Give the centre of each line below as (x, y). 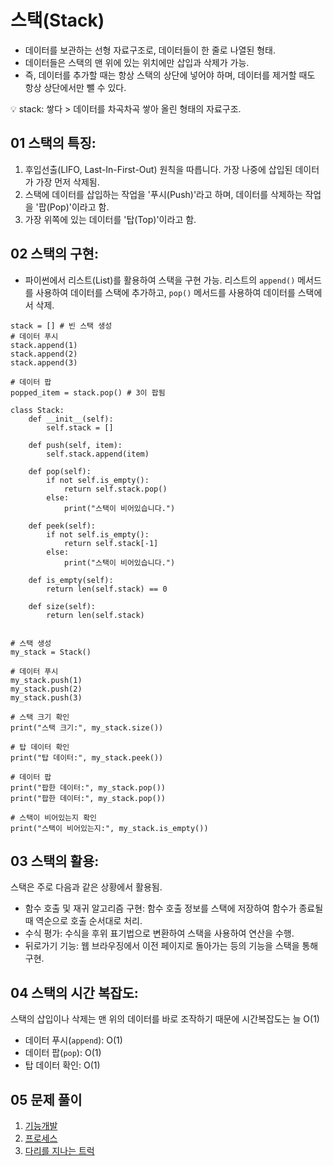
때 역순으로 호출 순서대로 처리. (83, 921)
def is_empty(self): (71, 580)
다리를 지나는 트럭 (59, 1150)
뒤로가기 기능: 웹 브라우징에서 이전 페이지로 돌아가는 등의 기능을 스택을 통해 (171, 946)
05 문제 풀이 (46, 1099)
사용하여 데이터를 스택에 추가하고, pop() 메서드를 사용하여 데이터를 (165, 292)
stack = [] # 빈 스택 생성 (61, 326)
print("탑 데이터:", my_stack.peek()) (87, 757)
